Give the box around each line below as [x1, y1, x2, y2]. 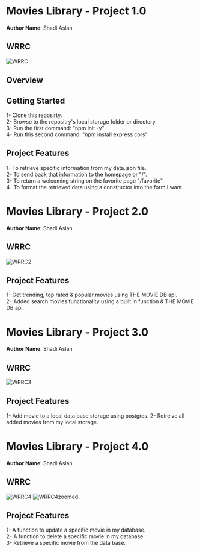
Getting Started [6, 95, 65, 106]
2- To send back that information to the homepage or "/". [6, 171, 147, 178]
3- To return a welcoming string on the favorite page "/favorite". [6, 177, 164, 184]
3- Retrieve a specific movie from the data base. [6, 539, 126, 547]
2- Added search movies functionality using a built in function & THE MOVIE [6, 298, 194, 305]
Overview [6, 75, 44, 86]
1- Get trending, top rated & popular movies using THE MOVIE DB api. [6, 291, 178, 299]
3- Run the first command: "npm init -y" [6, 124, 105, 131]
